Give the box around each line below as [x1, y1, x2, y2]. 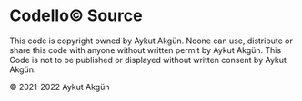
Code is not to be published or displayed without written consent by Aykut [9, 54, 287, 65]
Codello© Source [9, 5, 143, 26]
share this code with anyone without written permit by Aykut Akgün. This [9, 44, 282, 55]
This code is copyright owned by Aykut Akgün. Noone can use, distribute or [9, 35, 293, 46]
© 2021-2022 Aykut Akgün [9, 81, 110, 92]
